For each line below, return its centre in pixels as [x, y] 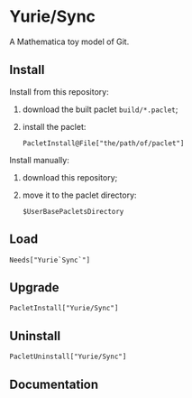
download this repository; [70, 177]
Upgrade [35, 287]
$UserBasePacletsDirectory [73, 211]
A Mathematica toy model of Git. [69, 42]
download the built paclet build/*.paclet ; [100, 109]
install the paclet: [54, 126]
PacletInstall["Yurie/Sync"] [64, 309]
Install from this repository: [59, 91]
